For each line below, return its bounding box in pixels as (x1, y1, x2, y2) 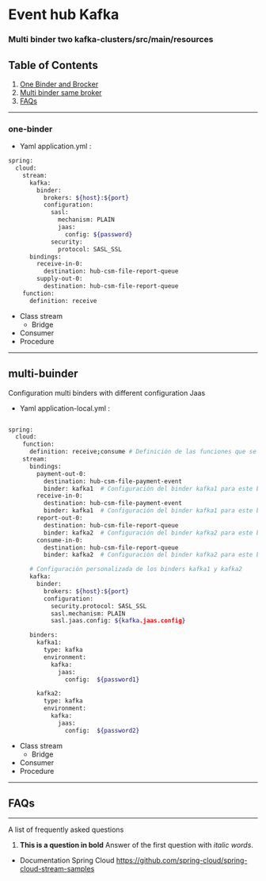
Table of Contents (8, 58, 99, 72)
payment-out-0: (36, 469, 87, 477)
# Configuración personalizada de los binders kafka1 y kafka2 (28, 565, 243, 573)
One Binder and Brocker (19, 79, 99, 89)
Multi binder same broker (19, 87, 102, 97)
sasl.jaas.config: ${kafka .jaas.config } (50, 617, 186, 625)
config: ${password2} (64, 726, 140, 734)
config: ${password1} (64, 676, 140, 684)
